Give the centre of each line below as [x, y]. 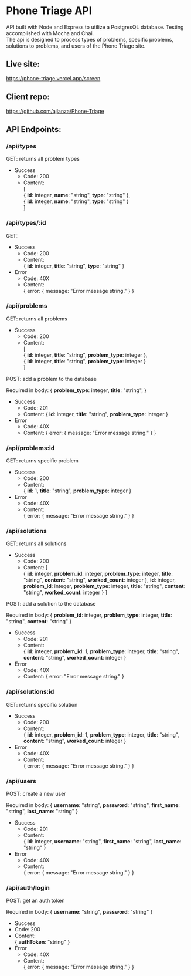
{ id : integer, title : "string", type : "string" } [74, 266]
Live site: [23, 64]
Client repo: [28, 97]
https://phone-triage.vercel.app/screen [53, 78]
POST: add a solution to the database [51, 604]
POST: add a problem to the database [51, 379]
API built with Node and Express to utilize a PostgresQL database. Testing [95, 27]
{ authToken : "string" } [42, 942]
